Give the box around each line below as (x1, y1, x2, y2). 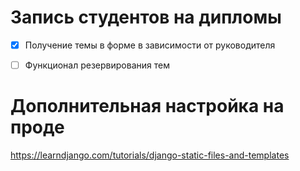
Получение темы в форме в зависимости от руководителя (24, 39, 276, 51)
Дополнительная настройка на (10, 95, 285, 118)
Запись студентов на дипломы (10, 6, 282, 29)
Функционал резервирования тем (24, 59, 170, 71)
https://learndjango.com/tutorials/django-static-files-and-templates (10, 149, 290, 161)
